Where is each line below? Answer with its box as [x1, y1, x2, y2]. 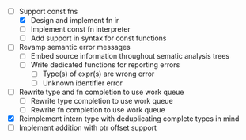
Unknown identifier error [42, 78, 123, 88]
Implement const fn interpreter [30, 25, 131, 34]
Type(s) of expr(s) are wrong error [42, 69, 155, 78]
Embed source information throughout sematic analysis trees [30, 51, 230, 61]
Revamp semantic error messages [18, 43, 131, 52]
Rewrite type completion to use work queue [30, 96, 173, 105]
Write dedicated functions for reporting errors [30, 60, 180, 70]
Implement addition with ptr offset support [18, 123, 157, 132]
